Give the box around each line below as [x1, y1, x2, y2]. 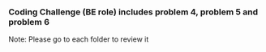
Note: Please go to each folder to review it [8, 34, 149, 44]
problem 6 [8, 16, 50, 27]
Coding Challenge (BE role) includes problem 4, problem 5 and [8, 6, 259, 18]
